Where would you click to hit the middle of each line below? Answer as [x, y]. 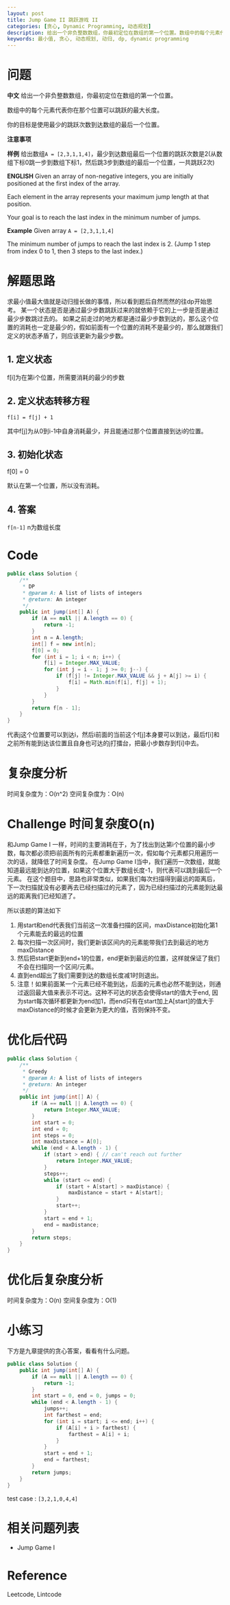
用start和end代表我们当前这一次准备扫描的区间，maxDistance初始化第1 [117, 925]
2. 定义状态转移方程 [49, 401]
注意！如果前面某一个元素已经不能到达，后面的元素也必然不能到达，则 [116, 984]
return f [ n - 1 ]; [56, 708]
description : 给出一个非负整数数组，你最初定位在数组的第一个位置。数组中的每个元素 [114, 33]
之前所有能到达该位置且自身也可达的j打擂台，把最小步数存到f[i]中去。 [105, 743]
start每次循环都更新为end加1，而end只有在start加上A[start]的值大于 [118, 1001]
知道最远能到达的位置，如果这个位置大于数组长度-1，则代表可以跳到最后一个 [115, 870]
